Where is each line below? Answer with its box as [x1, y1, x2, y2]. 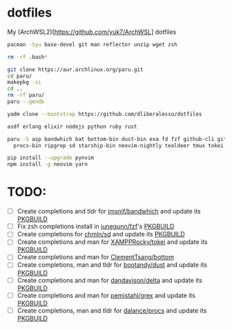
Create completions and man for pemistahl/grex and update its [17, 291, 195, 299]
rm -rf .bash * [7, 53, 48, 60]
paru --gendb [7, 98, 45, 105]
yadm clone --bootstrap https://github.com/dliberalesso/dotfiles [7, 111, 202, 117]
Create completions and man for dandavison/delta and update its [17, 276, 202, 284]
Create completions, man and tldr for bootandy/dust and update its [17, 261, 208, 269]
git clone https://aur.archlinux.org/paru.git [7, 66, 144, 73]
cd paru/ [7, 73, 32, 79]
